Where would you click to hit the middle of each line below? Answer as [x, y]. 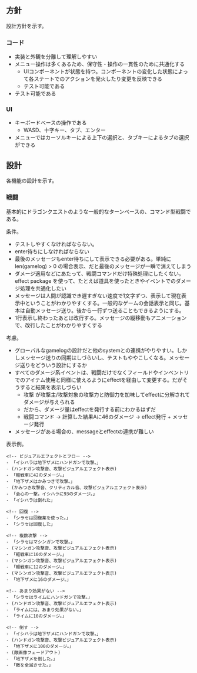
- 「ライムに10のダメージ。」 [36, 616]
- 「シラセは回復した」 [31, 524]
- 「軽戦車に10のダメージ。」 [36, 554]
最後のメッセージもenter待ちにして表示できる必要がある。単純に [93, 259]
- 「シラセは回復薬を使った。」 [38, 518]
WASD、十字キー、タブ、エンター [64, 130]
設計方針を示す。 [26, 26]
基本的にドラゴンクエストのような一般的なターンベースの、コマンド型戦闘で [98, 211]
